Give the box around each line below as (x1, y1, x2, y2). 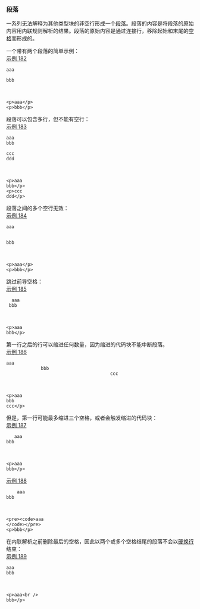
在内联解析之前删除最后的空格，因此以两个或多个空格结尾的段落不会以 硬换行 (6, 538, 194, 545)
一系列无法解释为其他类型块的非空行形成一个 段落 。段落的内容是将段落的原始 (6, 20, 194, 27)
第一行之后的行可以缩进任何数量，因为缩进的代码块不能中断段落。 (6, 341, 168, 348)
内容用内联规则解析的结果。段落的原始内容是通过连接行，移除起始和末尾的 (6, 27, 189, 35)
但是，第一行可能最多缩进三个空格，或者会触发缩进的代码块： (6, 414, 158, 421)
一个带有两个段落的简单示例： (6, 48, 79, 55)
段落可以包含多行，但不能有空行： (6, 116, 90, 123)
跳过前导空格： (6, 278, 43, 285)
